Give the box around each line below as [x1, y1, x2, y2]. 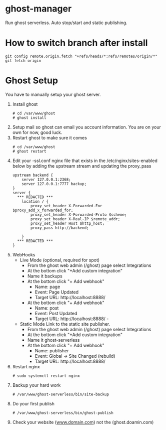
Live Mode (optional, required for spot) [19, 257, 100, 263]
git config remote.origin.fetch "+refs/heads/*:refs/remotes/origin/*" [5, 54, 157, 59]
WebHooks [12, 251, 35, 257]
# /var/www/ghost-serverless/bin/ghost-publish [12, 410, 113, 415]
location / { [21, 199, 49, 204]
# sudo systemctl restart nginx [12, 373, 80, 378]
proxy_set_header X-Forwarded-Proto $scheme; [30, 212, 127, 217]
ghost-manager [5, 3, 72, 15]
